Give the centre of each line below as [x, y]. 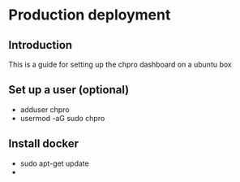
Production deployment [90, 15]
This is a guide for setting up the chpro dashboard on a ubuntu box [120, 64]
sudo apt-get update [54, 163]
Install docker [44, 144]
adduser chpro [45, 109]
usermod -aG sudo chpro [62, 118]
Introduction [41, 45]
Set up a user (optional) [69, 90]
